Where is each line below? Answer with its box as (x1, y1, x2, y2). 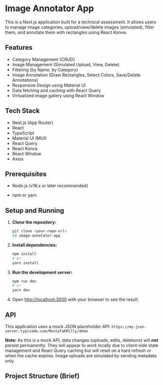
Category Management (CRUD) (12, 56, 75, 62)
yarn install (12, 260, 39, 265)
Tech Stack (5, 107, 40, 115)
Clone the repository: (12, 220, 56, 225)
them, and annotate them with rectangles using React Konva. (5, 29, 127, 35)
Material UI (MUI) (12, 135, 47, 141)
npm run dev (12, 278, 36, 284)
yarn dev (12, 288, 30, 293)
